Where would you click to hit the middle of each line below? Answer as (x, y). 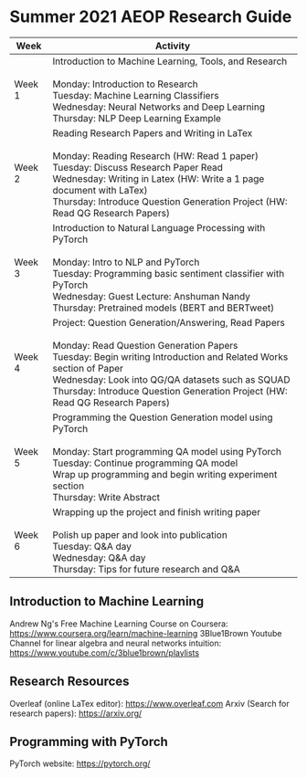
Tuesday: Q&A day (92, 546)
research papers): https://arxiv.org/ (76, 713)
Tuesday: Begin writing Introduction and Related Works (170, 356)
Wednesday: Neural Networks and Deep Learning (159, 107)
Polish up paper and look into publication (140, 534)
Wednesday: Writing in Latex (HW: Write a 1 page (159, 178)
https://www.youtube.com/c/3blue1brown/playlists (104, 652)
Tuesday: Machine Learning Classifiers (136, 95)
